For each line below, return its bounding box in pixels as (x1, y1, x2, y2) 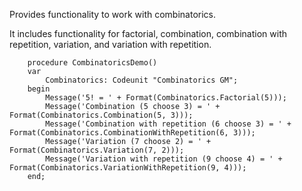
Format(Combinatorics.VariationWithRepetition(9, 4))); (9, 163, 247, 173)
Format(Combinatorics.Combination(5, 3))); (9, 110, 194, 120)
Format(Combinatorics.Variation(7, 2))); (9, 145, 185, 155)
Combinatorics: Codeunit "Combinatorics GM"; (45, 75, 239, 85)
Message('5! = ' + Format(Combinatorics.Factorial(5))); (45, 93, 287, 103)
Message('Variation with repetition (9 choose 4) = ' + (45, 154, 283, 164)
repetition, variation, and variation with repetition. (9, 39, 212, 50)
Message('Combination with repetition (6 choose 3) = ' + (45, 119, 292, 129)
